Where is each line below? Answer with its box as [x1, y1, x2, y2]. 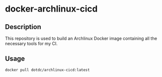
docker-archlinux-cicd [5, 3, 98, 15]
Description [5, 23, 41, 31]
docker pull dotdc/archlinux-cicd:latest [5, 67, 90, 72]
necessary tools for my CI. [5, 41, 58, 46]
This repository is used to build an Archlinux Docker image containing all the [5, 35, 158, 41]
